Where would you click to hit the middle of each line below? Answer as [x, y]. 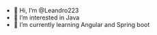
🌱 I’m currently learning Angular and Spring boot [82, 25]
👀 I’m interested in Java [46, 17]
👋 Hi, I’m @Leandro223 [46, 10]
